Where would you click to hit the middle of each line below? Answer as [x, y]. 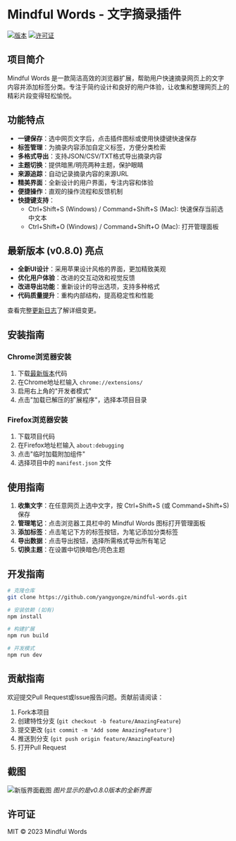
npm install [25, 616]
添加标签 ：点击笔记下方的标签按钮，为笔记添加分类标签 [98, 532]
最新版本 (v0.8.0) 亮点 [56, 251]
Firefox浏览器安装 [38, 419]
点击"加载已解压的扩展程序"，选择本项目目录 [82, 400]
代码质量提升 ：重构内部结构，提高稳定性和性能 [85, 295]
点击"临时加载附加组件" [51, 454]
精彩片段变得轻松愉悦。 [41, 95]
